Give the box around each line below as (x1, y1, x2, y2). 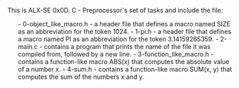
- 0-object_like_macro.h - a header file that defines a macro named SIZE (17, 20, 230, 28)
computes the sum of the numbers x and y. (17, 72, 145, 81)
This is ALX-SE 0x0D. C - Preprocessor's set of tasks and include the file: (7, 6, 223, 14)
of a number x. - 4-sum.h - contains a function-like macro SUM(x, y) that (17, 65, 233, 73)
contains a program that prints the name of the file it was (44, 43, 211, 50)
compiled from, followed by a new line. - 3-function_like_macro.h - (17, 50, 214, 58)
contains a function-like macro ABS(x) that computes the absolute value (17, 57, 230, 66)
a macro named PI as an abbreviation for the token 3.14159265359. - (17, 35, 219, 43)
